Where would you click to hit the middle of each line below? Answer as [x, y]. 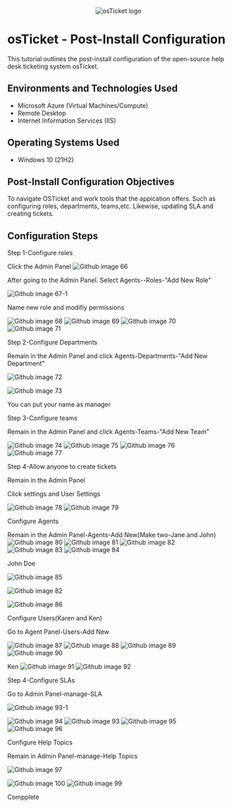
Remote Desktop [42, 113]
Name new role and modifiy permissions [66, 307]
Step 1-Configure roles [40, 253]
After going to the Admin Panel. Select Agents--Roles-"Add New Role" [109, 280]
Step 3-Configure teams [42, 418]
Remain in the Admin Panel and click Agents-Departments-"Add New [108, 356]
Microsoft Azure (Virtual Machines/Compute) [83, 105]
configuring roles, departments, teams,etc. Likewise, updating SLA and [110, 206]
